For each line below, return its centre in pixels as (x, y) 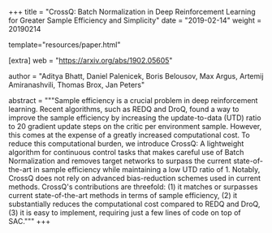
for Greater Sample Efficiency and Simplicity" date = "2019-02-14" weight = (135, 20)
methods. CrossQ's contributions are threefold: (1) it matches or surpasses (133, 187)
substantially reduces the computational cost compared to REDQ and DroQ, (134, 204)
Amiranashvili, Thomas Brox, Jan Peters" (76, 85)
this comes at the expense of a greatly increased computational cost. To (129, 135)
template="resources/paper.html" (65, 45)
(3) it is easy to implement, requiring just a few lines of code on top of (125, 213)
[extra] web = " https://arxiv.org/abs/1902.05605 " (91, 60)
